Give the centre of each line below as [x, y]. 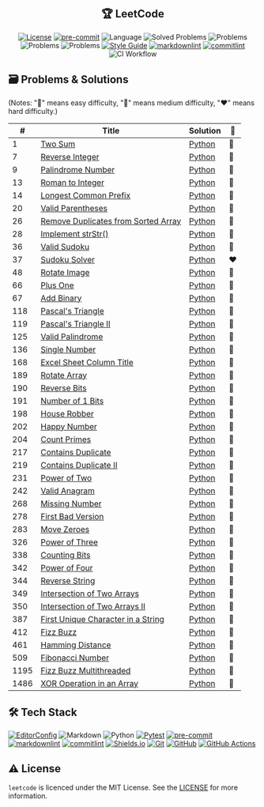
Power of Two [66, 477]
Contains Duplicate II [79, 465]
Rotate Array [64, 375]
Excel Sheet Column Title [87, 362]
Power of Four [67, 568]
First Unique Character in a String [102, 619]
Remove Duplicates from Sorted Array [111, 221]
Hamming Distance [76, 645]
